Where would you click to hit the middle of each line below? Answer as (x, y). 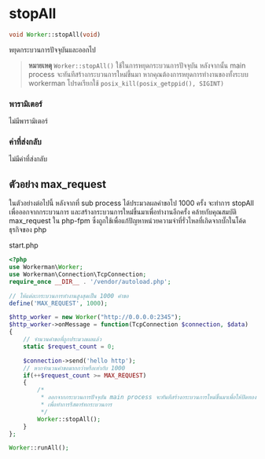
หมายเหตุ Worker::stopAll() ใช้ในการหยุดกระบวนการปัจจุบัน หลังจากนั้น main (137, 65)
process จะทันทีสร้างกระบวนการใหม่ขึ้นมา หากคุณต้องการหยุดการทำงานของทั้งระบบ (138, 74)
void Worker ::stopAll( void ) (55, 35)
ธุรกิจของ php (28, 229)
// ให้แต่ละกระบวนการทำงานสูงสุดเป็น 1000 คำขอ (69, 296)
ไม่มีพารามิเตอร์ (28, 121)
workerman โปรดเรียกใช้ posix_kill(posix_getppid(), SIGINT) (126, 83)
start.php (24, 245)
